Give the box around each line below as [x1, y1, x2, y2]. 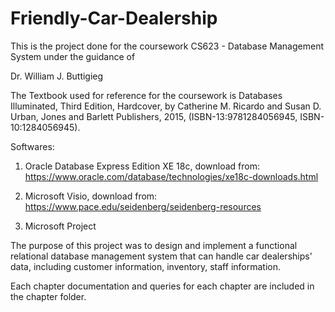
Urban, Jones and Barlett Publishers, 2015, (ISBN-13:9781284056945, [10, 110, 298, 122]
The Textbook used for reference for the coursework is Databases [10, 89, 283, 101]
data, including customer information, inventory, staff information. [10, 260, 281, 272]
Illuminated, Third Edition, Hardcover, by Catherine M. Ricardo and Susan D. [10, 100, 322, 112]
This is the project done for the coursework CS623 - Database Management [10, 40, 324, 52]
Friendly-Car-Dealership [10, 7, 218, 30]
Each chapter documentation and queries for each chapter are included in [10, 280, 315, 292]
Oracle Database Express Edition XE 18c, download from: [24, 160, 261, 172]
